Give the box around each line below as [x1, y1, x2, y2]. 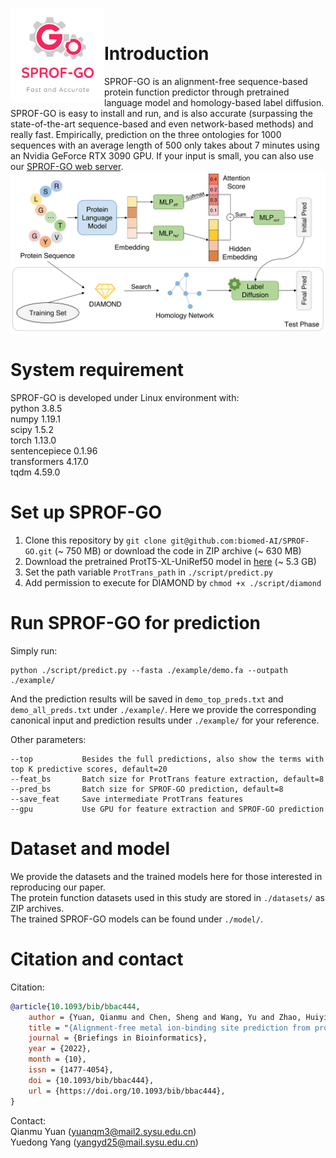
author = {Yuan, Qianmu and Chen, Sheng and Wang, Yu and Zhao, [28, 1012, 302, 1022]
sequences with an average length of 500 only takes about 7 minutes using [10, 139, 320, 151]
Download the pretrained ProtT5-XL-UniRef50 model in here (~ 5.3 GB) [24, 555, 317, 567]
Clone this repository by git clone [24, 534, 167, 546]
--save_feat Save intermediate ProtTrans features [10, 794, 244, 804]
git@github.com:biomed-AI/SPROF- [170, 536, 310, 546]
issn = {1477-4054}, [28, 1065, 114, 1075]
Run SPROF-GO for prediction [10, 612, 262, 635]
